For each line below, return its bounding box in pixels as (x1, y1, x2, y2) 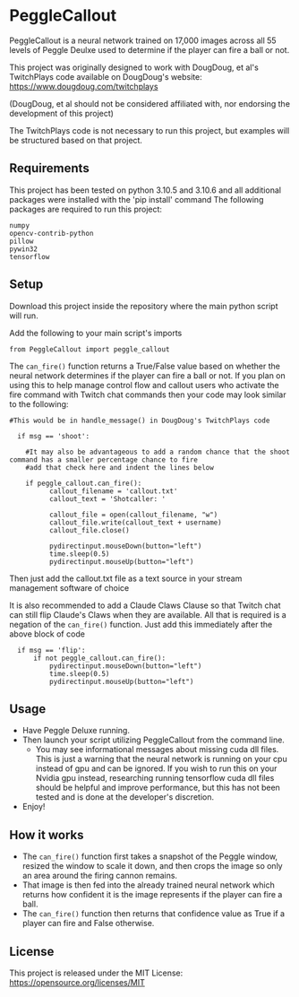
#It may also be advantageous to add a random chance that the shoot (25, 447, 291, 456)
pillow (9, 237, 34, 246)
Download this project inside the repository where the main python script (9, 300, 278, 311)
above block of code (9, 629, 85, 639)
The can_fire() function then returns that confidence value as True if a (21, 908, 285, 919)
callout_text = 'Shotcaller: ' (48, 494, 167, 503)
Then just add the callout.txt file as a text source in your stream (9, 573, 243, 584)
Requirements (9, 160, 90, 176)
